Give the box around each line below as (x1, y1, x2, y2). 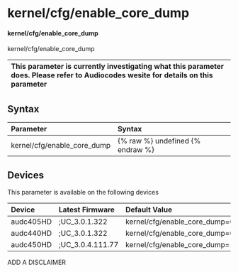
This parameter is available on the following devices (7, 188, 159, 197)
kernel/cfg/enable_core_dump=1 (125, 240, 235, 250)
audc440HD (11, 229, 52, 239)
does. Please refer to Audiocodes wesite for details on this (11, 70, 213, 80)
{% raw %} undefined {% (117, 136, 201, 146)
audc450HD (11, 240, 52, 250)
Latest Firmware (58, 205, 115, 214)
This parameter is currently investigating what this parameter (11, 62, 225, 72)
